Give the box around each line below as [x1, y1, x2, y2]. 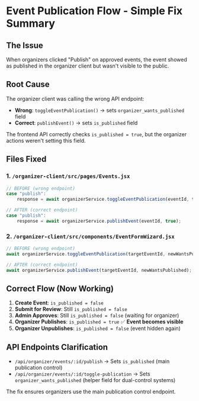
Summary [6, 17, 55, 30]
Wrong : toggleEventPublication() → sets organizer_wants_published [14, 107, 185, 114]
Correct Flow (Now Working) [6, 283, 114, 294]
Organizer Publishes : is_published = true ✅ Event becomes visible [14, 318, 184, 325]
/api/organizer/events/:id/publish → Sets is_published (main [14, 358, 170, 365]
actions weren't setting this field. [6, 137, 86, 144]
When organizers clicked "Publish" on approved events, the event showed [6, 56, 188, 63]
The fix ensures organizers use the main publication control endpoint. [6, 388, 176, 395]
